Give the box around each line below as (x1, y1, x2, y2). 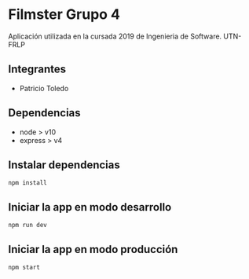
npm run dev (8, 222, 47, 229)
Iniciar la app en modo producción (8, 242, 178, 256)
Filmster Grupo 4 (8, 6, 120, 24)
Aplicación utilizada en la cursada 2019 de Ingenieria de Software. (8, 31, 222, 41)
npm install (8, 179, 47, 187)
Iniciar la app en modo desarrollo (8, 200, 172, 214)
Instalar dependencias (8, 158, 120, 171)
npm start (8, 263, 41, 271)
